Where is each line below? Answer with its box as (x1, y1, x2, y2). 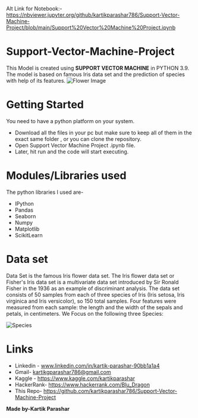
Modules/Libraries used (6, 169, 127, 183)
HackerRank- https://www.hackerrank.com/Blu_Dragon (14, 381, 150, 388)
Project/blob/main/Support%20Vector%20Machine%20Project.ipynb (6, 24, 176, 31)
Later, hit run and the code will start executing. (14, 148, 129, 155)
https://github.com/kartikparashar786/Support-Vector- (43, 387, 177, 394)
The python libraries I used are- (6, 188, 84, 196)
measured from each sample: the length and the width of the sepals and (6, 303, 183, 311)
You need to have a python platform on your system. (6, 117, 135, 124)
